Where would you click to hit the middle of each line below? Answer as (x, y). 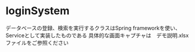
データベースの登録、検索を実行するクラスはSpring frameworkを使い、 (93, 28)
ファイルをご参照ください (37, 43)
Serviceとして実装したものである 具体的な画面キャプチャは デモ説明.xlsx (97, 35)
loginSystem (38, 11)
